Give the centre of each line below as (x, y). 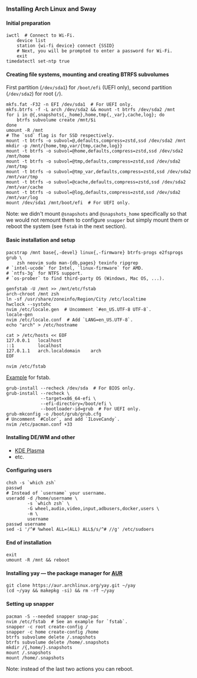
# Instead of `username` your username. (57, 493)
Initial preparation (29, 23)
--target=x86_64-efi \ (68, 398)
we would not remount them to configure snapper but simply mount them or (98, 220)
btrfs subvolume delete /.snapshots (51, 637)
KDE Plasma (29, 450)
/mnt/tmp (17, 167)
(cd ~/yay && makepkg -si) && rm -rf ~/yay (60, 591)
